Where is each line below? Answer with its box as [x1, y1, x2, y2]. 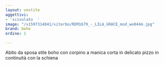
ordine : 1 [5, 31, 27, 36]
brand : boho [5, 26, 31, 31]
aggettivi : [5, 12, 29, 17]
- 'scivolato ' [5, 17, 40, 22]
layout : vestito [5, 7, 40, 13]
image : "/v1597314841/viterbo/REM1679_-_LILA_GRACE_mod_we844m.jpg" [5, 21, 155, 27]
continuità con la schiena [5, 55, 58, 61]
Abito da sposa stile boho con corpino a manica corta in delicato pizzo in [5, 49, 159, 55]
